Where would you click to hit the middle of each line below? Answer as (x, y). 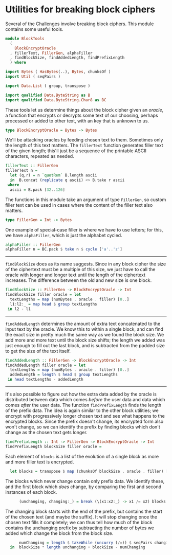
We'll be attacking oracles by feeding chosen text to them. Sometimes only (84, 140)
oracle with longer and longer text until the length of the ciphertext (76, 275)
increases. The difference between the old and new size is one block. (79, 280)
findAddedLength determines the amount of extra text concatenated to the (83, 324)
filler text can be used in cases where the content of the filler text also (79, 205)
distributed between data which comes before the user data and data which (85, 400)
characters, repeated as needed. (40, 156)
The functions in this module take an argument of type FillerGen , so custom (86, 200)
